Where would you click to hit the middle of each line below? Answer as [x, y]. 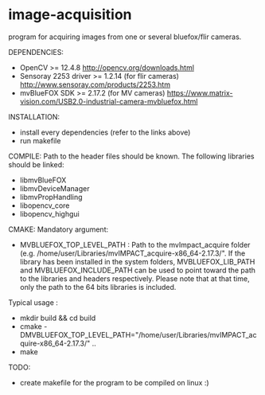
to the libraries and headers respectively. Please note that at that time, [134, 278]
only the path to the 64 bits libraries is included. [98, 287]
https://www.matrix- [200, 92]
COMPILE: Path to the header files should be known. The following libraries [131, 156]
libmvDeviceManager [55, 188]
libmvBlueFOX [43, 180]
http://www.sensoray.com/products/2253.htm [95, 84]
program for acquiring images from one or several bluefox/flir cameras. [125, 37]
